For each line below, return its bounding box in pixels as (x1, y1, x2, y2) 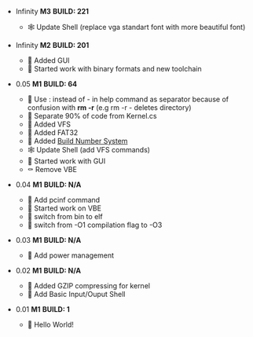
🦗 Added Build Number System (27, 137, 128, 145)
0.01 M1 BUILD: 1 (15, 305, 70, 313)
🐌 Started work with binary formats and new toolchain (27, 64, 202, 73)
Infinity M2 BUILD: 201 (15, 41, 90, 49)
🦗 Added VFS (27, 119, 71, 129)
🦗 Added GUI (27, 56, 70, 65)
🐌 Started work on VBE (27, 203, 102, 213)
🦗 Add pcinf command (27, 196, 101, 204)
